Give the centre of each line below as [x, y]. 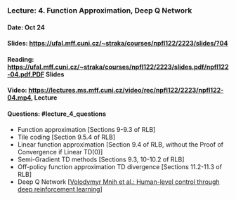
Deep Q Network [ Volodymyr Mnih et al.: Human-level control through [118, 182]
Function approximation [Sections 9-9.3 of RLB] [86, 129]
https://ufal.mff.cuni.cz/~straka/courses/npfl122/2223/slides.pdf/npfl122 [118, 67]
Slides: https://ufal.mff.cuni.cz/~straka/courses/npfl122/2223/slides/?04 [118, 44]
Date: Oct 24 [26, 27]
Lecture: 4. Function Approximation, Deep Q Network [100, 11]
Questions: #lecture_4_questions [57, 114]
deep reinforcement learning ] [60, 189]
